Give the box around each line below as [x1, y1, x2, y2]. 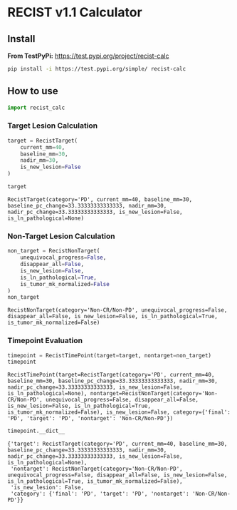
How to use [7, 85, 58, 97]
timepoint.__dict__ [7, 427, 65, 435]
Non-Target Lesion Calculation [7, 231, 115, 241]
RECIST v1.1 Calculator [7, 4, 142, 21]
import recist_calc [7, 104, 65, 111]
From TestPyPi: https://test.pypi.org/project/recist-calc [7, 51, 169, 60]
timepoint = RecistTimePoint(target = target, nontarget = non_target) [7, 352, 212, 359]
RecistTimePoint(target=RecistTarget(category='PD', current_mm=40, [7, 372, 215, 379]
